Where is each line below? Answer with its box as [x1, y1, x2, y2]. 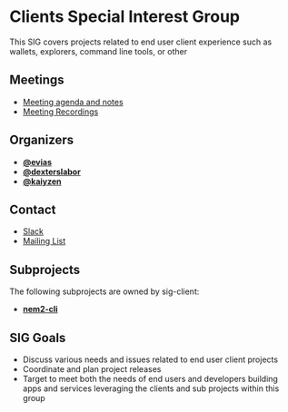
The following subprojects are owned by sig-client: [9, 286, 200, 297]
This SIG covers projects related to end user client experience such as [9, 36, 273, 47]
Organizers [9, 132, 74, 148]
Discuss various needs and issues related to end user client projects [22, 354, 279, 365]
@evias [22, 156, 53, 167]
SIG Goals [9, 329, 66, 346]
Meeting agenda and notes [22, 96, 124, 107]
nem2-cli [22, 304, 58, 315]
